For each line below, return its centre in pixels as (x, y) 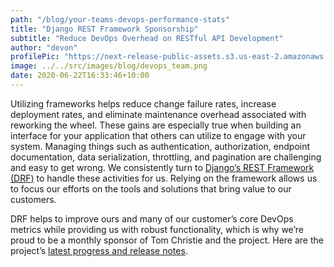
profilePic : (35, 57)
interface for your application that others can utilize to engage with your (158, 135)
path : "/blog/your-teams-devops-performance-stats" (120, 19)
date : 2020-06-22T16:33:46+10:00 (80, 76)
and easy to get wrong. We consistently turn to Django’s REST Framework (162, 167)
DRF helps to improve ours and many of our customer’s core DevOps (152, 218)
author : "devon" (44, 47)
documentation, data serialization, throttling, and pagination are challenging (166, 157)
